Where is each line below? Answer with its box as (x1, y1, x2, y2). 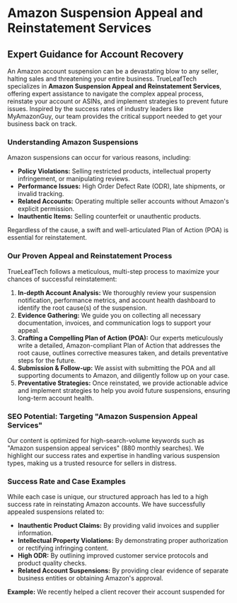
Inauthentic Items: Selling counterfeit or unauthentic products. (17, 212, 202, 221)
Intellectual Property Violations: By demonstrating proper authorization (17, 536, 229, 545)
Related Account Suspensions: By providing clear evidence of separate (17, 566, 229, 575)
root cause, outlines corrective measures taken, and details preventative (17, 348, 229, 357)
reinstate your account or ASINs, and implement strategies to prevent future (7, 97, 229, 105)
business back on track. (7, 120, 78, 128)
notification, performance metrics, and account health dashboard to (17, 296, 216, 304)
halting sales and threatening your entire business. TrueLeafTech (7, 74, 197, 83)
